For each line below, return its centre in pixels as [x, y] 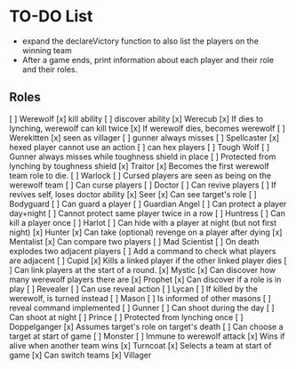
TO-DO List [51, 16]
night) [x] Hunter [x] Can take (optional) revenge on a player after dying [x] [146, 232]
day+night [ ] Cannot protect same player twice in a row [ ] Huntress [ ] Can [148, 213]
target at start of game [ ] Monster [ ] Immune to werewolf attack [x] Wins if [147, 336]
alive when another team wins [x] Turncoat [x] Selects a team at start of [140, 345]
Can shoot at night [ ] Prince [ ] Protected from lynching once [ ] [126, 317]
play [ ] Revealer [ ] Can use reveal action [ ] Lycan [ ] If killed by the [133, 289]
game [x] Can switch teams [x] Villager [80, 355]
